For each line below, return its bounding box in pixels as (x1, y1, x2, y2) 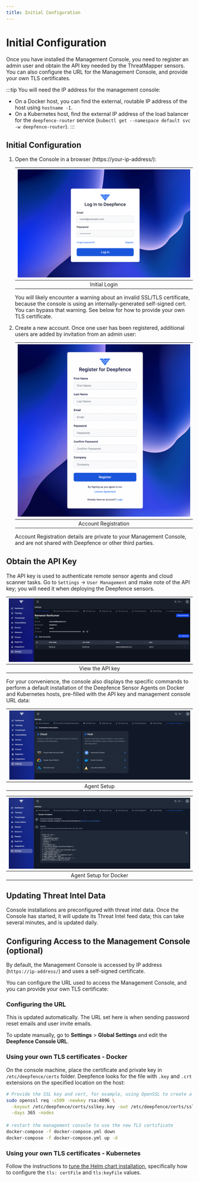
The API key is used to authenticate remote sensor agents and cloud (6, 572, 173, 579)
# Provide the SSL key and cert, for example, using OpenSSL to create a (6, 1091, 192, 1097)
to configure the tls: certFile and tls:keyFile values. (6, 1169, 142, 1176)
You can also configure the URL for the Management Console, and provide (6, 68, 188, 75)
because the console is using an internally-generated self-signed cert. (14, 300, 187, 307)
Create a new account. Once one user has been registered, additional (14, 324, 185, 331)
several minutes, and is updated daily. (6, 919, 98, 926)
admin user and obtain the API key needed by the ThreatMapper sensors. (6, 62, 185, 69)
